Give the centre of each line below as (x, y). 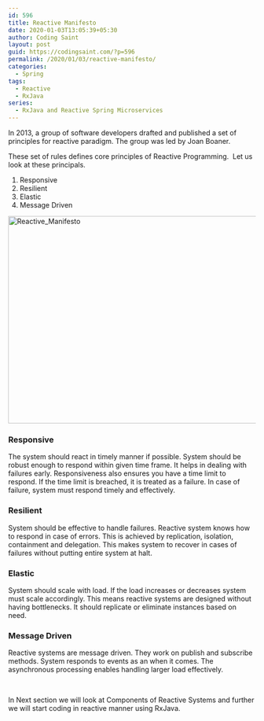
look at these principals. (47, 165)
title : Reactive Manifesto (52, 23)
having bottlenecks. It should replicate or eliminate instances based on (123, 607)
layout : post (29, 45)
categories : (27, 67)
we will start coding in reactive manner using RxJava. (94, 708)
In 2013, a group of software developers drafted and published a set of (123, 133)
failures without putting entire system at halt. (81, 553)
